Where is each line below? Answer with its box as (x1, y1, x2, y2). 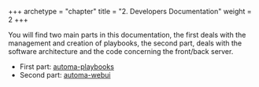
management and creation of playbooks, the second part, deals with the (8, 38, 242, 48)
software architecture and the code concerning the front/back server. (8, 47, 234, 56)
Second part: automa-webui (19, 71, 111, 79)
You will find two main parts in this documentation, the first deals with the (8, 31, 246, 39)
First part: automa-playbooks (19, 62, 114, 71)
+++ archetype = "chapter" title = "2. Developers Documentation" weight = (8, 7, 252, 16)
